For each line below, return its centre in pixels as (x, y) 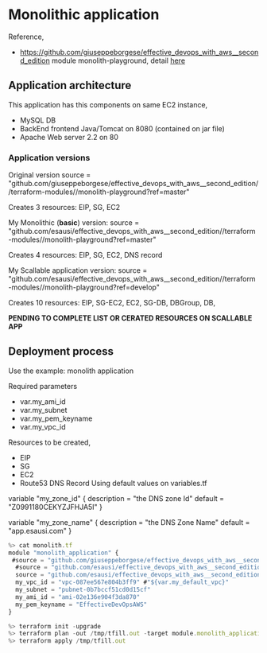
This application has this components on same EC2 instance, (108, 104)
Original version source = (50, 175)
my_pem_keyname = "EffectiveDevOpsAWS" (81, 604)
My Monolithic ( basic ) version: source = (74, 223)
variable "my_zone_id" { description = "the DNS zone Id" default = (116, 498)
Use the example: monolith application (71, 371)
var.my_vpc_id (43, 426)
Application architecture (70, 86)
